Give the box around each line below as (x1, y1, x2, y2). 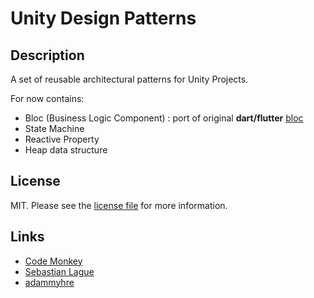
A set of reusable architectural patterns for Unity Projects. (10, 73, 249, 85)
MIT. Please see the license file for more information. (10, 199, 228, 211)
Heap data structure (24, 144, 108, 156)
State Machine (24, 123, 85, 134)
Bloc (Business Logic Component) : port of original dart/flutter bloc (24, 112, 304, 124)
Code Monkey (24, 255, 83, 267)
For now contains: (10, 93, 85, 104)
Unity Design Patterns (10, 7, 197, 30)
